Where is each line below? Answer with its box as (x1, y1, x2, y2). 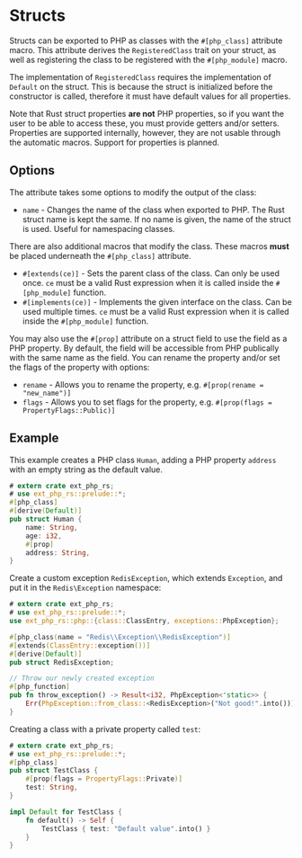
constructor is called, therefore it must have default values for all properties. (9, 91, 291, 102)
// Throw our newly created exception (9, 674, 155, 684)
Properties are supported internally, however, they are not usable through (9, 127, 281, 138)
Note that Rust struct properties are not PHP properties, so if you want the (9, 108, 285, 119)
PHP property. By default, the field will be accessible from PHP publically (9, 343, 280, 353)
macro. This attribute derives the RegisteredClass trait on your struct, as (9, 44, 277, 55)
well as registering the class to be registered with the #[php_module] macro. (9, 54, 288, 65)
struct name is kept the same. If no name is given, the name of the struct (22, 213, 291, 225)
